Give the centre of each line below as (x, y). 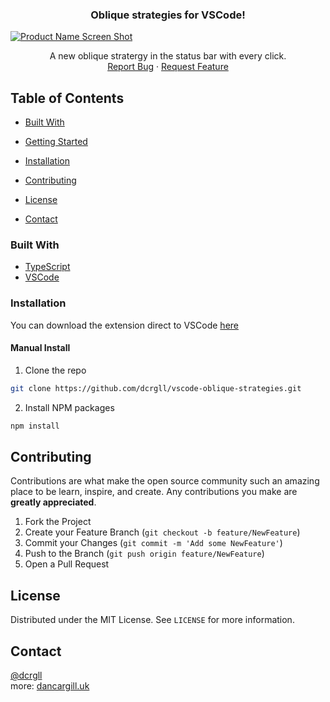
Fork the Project (58, 522)
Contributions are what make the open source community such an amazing (165, 481)
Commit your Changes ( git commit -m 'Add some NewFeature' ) (153, 543)
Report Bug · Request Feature (168, 67)
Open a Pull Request (67, 564)
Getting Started (56, 142)
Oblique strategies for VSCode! (168, 15)
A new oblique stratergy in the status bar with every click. (168, 56)
